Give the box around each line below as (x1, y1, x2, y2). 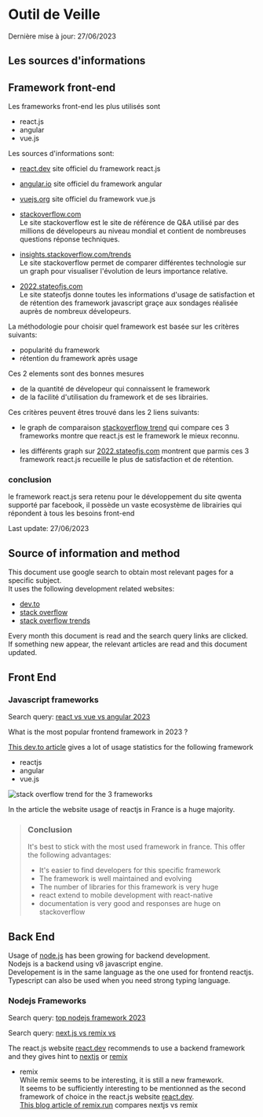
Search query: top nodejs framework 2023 (8, 1013, 146, 1023)
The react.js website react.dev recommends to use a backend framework (8, 1043, 246, 1053)
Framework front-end (8, 81, 116, 94)
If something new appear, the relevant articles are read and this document (8, 639, 247, 649)
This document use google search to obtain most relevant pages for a (8, 567, 234, 577)
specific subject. (8, 576, 62, 585)
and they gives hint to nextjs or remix (8, 1052, 128, 1061)
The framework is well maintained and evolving (38, 874, 192, 883)
